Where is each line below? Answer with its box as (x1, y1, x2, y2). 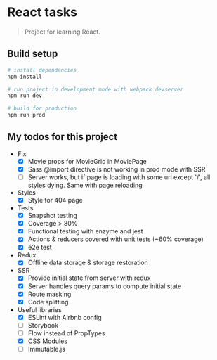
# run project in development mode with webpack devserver (7, 86, 184, 93)
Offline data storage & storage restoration (27, 258, 149, 267)
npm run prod (7, 112, 46, 119)
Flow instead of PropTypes (27, 328, 105, 337)
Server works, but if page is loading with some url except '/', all (27, 173, 211, 181)
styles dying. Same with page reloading (27, 181, 143, 189)
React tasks (7, 4, 77, 20)
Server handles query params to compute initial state (27, 282, 182, 290)
